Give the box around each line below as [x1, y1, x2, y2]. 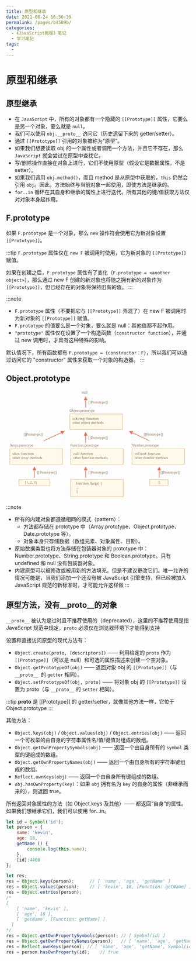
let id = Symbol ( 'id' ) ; [6, 819, 64, 825]
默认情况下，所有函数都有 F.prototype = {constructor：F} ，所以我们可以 [6, 349, 183, 356]
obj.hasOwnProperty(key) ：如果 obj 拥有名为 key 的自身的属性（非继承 [14, 780, 184, 787]
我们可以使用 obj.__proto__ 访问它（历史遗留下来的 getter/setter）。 [14, 130, 178, 137]
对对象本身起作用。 [14, 195, 61, 202]
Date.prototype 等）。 [23, 530, 74, 537]
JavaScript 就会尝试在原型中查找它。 [14, 151, 104, 159]
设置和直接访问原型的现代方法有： [6, 636, 88, 643]
